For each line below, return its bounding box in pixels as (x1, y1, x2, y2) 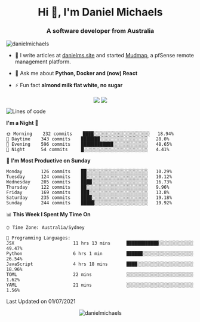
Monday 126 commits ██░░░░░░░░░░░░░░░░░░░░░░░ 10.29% (6, 168, 172, 174)
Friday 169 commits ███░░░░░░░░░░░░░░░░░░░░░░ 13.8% (6, 189, 170, 195)
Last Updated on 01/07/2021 (6, 298, 76, 305)
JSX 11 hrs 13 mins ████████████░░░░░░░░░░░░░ (6, 240, 194, 246)
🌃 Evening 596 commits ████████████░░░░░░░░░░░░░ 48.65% (6, 141, 172, 147)
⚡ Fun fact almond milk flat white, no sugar (14, 82, 123, 89)
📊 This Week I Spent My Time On (6, 210, 91, 217)
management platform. (14, 58, 72, 65)
